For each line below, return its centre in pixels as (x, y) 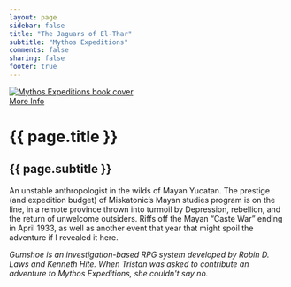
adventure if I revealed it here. (64, 237)
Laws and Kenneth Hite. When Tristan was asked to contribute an (129, 264)
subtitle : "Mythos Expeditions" (69, 42)
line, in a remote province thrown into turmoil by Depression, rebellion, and (145, 209)
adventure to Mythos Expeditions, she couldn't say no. (109, 273)
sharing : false (37, 58)
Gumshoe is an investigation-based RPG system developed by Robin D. (139, 254)
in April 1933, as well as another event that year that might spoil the (131, 228)
